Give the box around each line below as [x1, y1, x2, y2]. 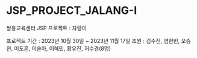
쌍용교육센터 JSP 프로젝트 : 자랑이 [6, 24, 87, 31]
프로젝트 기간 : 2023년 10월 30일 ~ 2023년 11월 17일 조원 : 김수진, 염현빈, [6, 37, 180, 44]
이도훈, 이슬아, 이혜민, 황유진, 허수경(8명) [14, 45, 111, 52]
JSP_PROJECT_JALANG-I [6, 4, 137, 18]
